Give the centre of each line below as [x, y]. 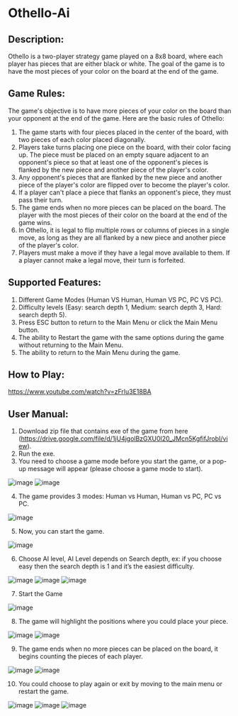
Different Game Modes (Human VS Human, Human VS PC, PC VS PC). [121, 299]
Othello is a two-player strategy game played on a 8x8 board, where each [115, 56]
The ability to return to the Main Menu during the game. [99, 352]
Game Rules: [37, 94]
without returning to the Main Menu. [70, 345]
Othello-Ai [39, 13]
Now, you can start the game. [61, 532]
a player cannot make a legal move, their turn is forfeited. [102, 260]
